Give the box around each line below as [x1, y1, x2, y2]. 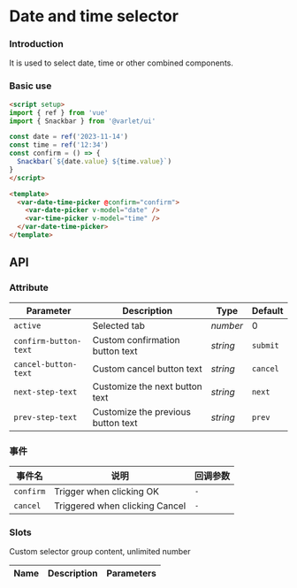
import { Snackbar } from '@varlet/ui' [9, 117, 156, 126]
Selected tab [92, 319, 146, 332]
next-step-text [13, 386, 78, 397]
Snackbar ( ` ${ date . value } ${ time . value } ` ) [17, 157, 172, 166]
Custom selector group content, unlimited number [9, 546, 191, 557]
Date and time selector [9, 6, 179, 27]
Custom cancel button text [92, 363, 202, 375]
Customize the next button [92, 380, 203, 393]
